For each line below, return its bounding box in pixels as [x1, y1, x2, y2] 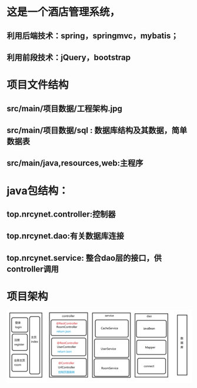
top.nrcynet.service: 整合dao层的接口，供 [6, 253, 162, 263]
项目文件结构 [6, 78, 69, 92]
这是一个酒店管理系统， [6, 5, 121, 19]
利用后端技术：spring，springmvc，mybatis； [6, 31, 179, 41]
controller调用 [6, 264, 59, 274]
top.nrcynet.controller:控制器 [6, 209, 116, 219]
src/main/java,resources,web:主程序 [6, 158, 143, 168]
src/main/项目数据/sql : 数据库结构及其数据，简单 [6, 125, 188, 135]
